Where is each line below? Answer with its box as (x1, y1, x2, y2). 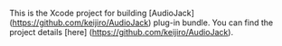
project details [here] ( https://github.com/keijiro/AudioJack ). (9, 27, 233, 37)
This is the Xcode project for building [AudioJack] (9, 8, 194, 18)
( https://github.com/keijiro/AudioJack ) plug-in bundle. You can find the (9, 17, 274, 28)
